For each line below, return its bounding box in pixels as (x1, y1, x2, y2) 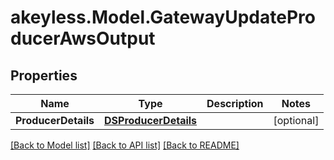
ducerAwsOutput (10, 27, 156, 50)
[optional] (273, 114, 320, 127)
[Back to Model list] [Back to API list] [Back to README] (10, 139, 240, 151)
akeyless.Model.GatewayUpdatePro (10, 6, 316, 29)
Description (206, 97, 264, 110)
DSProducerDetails (104, 114, 198, 127)
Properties (10, 67, 78, 84)
